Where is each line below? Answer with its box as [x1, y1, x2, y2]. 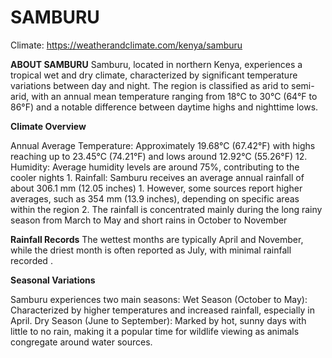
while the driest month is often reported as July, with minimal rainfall [10, 244, 292, 256]
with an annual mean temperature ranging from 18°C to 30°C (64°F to [31, 90, 318, 102]
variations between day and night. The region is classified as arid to [10, 79, 290, 91]
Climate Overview [10, 120, 87, 132]
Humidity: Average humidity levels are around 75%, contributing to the [10, 161, 300, 173]
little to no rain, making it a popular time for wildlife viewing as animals [10, 325, 300, 337]
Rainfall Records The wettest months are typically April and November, [10, 233, 304, 245]
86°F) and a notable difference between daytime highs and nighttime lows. [10, 101, 319, 113]
